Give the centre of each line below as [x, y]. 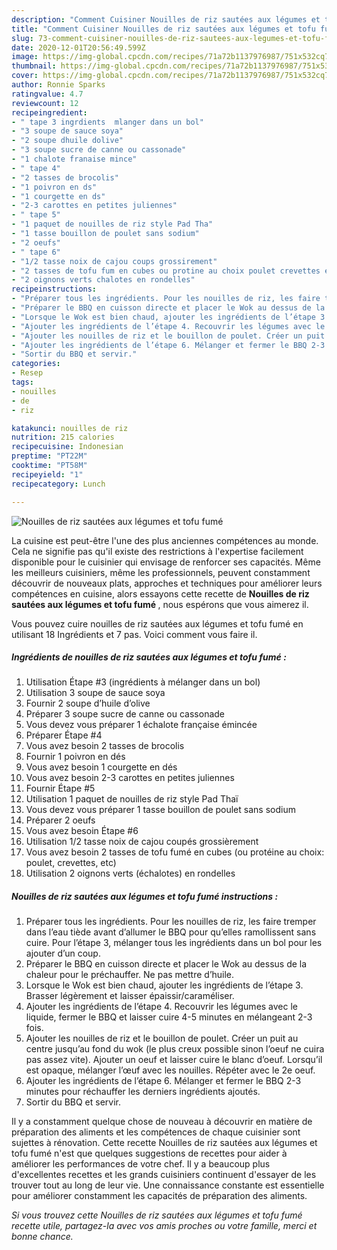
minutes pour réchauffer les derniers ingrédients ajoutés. [143, 1092]
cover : [25, 76]
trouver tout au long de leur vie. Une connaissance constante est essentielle [168, 1185]
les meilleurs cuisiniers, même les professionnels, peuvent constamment [161, 572]
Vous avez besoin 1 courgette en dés [101, 767]
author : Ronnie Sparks [58, 85]
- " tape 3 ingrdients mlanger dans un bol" [107, 122]
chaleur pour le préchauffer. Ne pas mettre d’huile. [130, 975]
